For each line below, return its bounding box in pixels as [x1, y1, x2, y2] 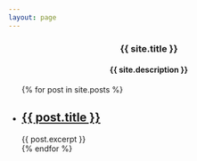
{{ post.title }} [21, 110, 102, 125]
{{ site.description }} [109, 64, 189, 76]
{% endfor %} [21, 143, 73, 154]
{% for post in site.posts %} [21, 84, 124, 94]
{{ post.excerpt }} [21, 133, 86, 144]
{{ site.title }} [119, 42, 178, 54]
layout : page [8, 12, 57, 22]
